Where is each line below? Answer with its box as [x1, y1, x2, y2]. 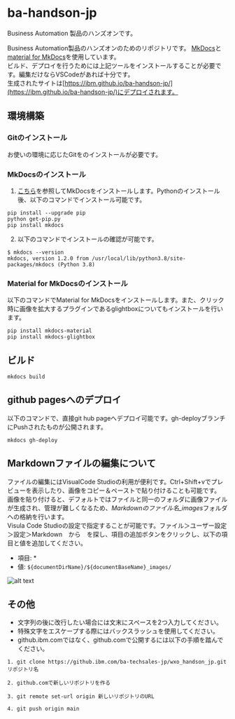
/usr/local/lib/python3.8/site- [92, 254, 187, 262]
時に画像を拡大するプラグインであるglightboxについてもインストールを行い [7, 305, 224, 313]
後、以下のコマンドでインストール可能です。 [17, 195, 146, 204]
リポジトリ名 [7, 666, 39, 673]
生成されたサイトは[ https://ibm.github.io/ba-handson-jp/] [7, 78, 173, 87]
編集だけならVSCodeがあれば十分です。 [18, 70, 134, 78]
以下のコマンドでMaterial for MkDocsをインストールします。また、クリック [7, 296, 225, 304]
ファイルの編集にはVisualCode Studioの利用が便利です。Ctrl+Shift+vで [7, 477, 211, 486]
